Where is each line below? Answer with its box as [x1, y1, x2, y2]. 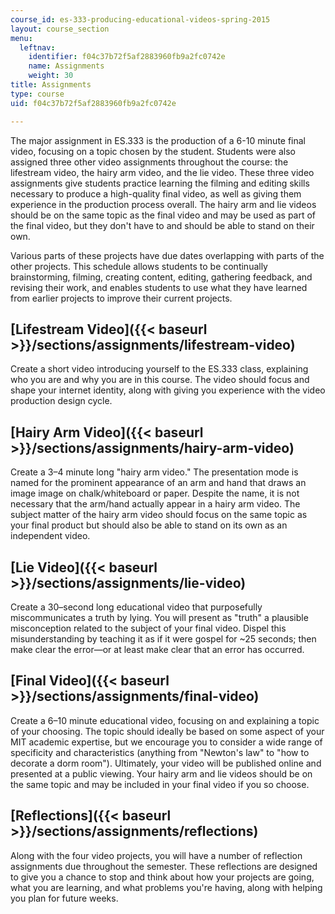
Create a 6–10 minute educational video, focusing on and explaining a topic [10, 714, 320, 726]
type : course [10, 89, 65, 99]
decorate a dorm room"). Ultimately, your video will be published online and [10, 757, 322, 769]
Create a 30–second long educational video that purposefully [10, 601, 263, 613]
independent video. [10, 530, 91, 542]
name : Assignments [28, 61, 105, 71]
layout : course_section [10, 24, 110, 34]
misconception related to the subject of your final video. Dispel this [10, 622, 287, 634]
